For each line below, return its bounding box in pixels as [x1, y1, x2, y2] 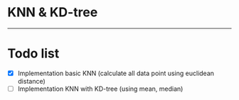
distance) [17, 77, 46, 85]
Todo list [7, 45, 60, 62]
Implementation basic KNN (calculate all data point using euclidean [17, 69, 215, 77]
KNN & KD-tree [7, 4, 98, 21]
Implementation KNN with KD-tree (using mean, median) [17, 84, 184, 93]
